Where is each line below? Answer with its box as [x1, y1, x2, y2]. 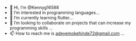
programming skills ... [9, 25, 53, 31]
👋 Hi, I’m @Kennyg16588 [9, 5, 59, 10]
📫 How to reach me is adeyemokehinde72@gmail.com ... [9, 30, 125, 36]
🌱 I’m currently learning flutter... [9, 15, 73, 20]
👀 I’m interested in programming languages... [9, 10, 100, 15]
